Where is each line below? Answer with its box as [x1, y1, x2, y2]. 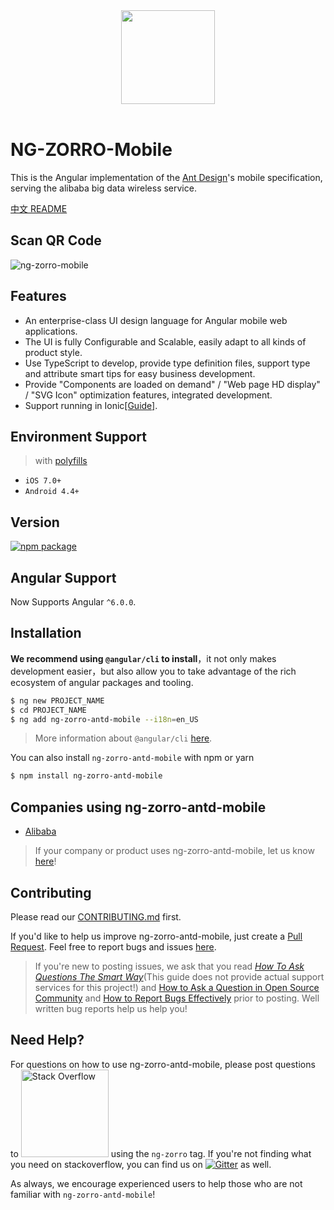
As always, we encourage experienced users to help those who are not [10, 1177, 303, 1189]
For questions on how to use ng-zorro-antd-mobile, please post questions [10, 1058, 316, 1070]
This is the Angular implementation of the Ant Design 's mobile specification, [10, 171, 323, 183]
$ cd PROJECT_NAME [10, 705, 87, 715]
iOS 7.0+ [24, 476, 62, 486]
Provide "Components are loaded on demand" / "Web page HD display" [24, 378, 321, 390]
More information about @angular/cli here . [34, 732, 213, 744]
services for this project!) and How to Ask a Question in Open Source [34, 981, 320, 993]
